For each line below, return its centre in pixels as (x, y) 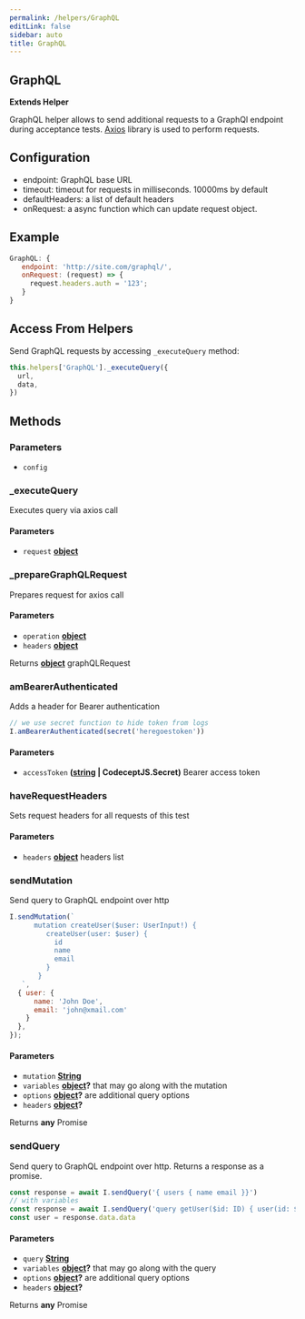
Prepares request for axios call (67, 594)
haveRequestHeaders (58, 796)
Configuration (50, 158)
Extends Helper (39, 102)
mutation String (52, 1076)
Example (34, 237)
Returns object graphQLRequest (70, 663)
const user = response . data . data (73, 1218)
